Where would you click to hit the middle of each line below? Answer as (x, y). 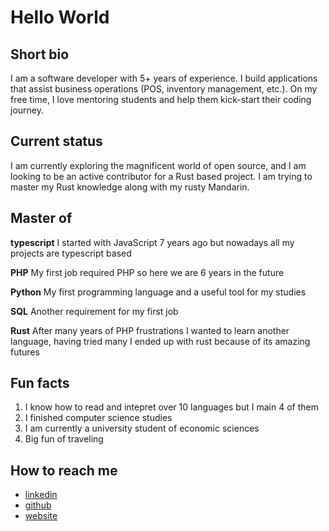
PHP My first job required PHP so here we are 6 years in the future (147, 272)
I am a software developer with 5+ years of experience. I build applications (164, 78)
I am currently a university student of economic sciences (142, 428)
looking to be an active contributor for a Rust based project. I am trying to (161, 176)
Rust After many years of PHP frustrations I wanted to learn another (150, 330)
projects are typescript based (71, 253)
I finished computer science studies (98, 418)
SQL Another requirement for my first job (94, 311)
